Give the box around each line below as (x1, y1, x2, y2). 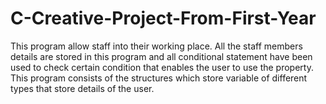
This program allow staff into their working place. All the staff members (10, 40, 303, 52)
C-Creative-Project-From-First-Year (10, 7, 317, 30)
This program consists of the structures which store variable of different (10, 72, 308, 84)
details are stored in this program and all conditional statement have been (10, 50, 313, 62)
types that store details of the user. (10, 82, 155, 94)
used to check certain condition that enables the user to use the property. (10, 61, 314, 73)
